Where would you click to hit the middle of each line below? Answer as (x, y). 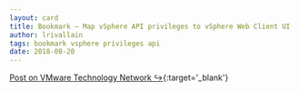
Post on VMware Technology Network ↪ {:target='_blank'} (119, 77)
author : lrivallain (46, 35)
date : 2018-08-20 (42, 52)
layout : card (34, 18)
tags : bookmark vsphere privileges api (85, 43)
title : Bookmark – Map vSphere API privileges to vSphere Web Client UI (150, 26)
